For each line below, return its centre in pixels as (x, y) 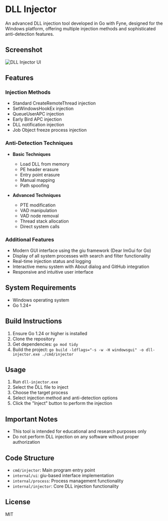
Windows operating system (41, 300)
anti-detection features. (30, 34)
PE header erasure (39, 169)
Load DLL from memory (45, 164)
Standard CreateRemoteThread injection (54, 103)
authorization (26, 442)
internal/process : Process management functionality (68, 481)
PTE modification (38, 205)
